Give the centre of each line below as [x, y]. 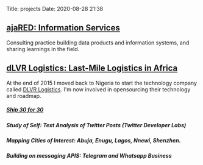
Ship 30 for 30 [25, 110]
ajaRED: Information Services [63, 28]
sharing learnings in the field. [43, 49]
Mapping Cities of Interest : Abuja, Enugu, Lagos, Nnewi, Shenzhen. [94, 140]
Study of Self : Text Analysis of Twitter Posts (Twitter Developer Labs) [96, 125]
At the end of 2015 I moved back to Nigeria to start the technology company [101, 83]
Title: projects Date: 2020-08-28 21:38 [55, 9]
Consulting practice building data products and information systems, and [98, 43]
